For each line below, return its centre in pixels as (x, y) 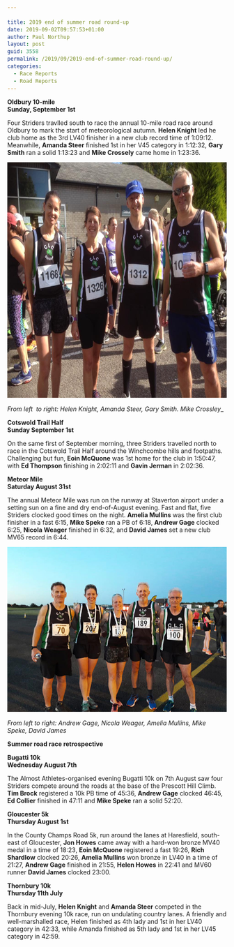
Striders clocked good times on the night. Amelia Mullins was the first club (115, 515)
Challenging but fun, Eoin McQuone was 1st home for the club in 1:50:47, (112, 458)
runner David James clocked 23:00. (59, 872)
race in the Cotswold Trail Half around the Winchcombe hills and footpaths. (115, 451)
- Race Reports (36, 73)
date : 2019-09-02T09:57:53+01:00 (56, 29)
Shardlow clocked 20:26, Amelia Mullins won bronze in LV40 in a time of (112, 857)
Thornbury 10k (29, 886)
